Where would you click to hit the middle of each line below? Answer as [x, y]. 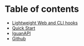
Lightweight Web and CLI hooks [45, 23]
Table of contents [42, 9]
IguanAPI [21, 33]
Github [19, 39]
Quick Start [23, 28]
